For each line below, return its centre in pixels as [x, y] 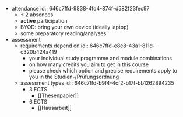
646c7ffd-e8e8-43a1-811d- [122, 46]
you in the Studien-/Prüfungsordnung [74, 77]
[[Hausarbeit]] [54, 108]
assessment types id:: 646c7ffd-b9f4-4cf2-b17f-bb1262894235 [97, 83]
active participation [44, 21]
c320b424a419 [38, 52]
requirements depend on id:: [54, 46]
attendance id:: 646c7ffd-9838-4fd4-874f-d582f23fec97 [80, 8]
